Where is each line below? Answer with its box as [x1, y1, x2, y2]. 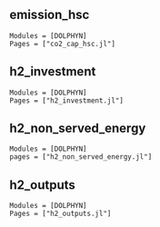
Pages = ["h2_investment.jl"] [9, 95, 125, 105]
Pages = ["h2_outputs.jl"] [9, 209, 112, 219]
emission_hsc [9, 7, 90, 23]
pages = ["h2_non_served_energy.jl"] [9, 153, 153, 162]
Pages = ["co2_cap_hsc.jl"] [9, 39, 116, 48]
